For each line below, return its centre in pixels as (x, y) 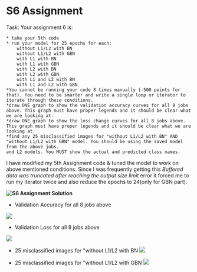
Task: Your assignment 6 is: (40, 27)
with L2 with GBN (38, 74)
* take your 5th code (33, 38)
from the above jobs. (33, 147)
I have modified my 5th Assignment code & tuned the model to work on (92, 163)
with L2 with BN (37, 69)
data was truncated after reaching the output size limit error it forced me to (98, 175)
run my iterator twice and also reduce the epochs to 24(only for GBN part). (97, 182)
